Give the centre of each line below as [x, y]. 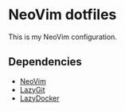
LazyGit [32, 89]
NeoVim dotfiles [62, 15]
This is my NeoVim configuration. [63, 37]
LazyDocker [39, 98]
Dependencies [45, 62]
